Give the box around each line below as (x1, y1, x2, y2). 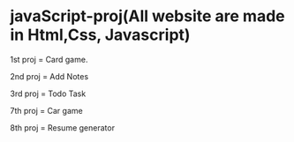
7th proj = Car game (10, 105, 83, 116)
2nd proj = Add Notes (10, 71, 89, 81)
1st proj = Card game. (10, 54, 88, 64)
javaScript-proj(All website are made (10, 6, 285, 26)
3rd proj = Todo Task (10, 88, 87, 99)
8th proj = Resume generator (10, 122, 116, 133)
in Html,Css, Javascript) (10, 25, 191, 45)
